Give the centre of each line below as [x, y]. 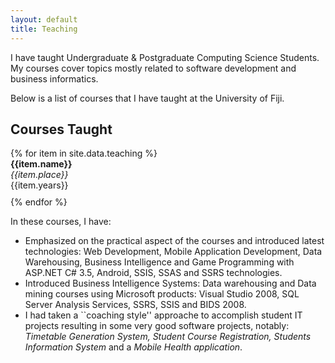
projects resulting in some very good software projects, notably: [157, 326]
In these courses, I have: [61, 222]
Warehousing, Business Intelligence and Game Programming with [159, 262]
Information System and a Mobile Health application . [133, 347]
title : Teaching [44, 29]
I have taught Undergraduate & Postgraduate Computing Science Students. [165, 57]
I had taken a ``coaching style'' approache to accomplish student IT [163, 315]
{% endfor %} [39, 202]
